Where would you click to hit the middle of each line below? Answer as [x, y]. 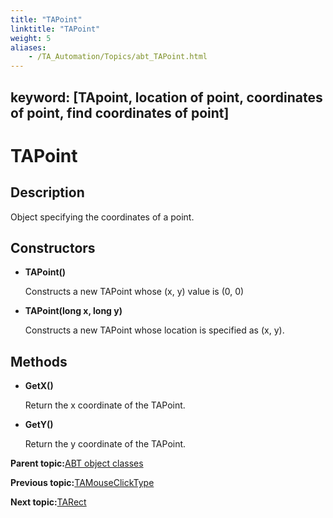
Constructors [53, 247]
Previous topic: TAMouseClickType [82, 483]
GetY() [39, 425]
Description [47, 192]
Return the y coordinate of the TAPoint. [105, 444]
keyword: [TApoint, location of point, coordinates [166, 97]
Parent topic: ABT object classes [77, 463]
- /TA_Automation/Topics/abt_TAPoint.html [118, 57]
